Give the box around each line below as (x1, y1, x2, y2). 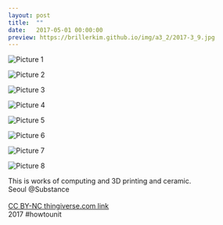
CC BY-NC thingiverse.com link (8, 201, 110, 211)
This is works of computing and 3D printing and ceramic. (8, 176, 192, 186)
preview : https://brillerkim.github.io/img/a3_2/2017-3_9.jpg (8, 33, 215, 42)
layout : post (8, 11, 51, 20)
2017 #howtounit (8, 209, 63, 220)
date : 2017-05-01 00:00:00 (8, 26, 103, 34)
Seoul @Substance (8, 185, 70, 194)
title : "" (8, 19, 44, 27)
